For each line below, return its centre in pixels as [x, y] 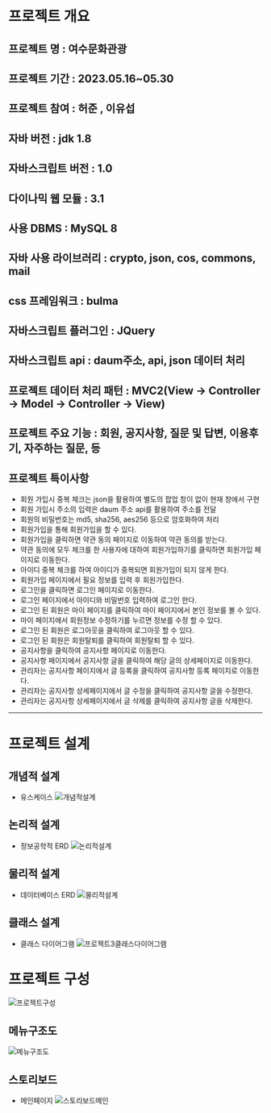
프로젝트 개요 [49, 17]
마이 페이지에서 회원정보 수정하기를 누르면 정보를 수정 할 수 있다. [121, 620]
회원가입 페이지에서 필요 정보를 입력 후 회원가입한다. [102, 580]
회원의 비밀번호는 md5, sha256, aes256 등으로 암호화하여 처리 [119, 519]
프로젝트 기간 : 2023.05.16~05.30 [91, 79]
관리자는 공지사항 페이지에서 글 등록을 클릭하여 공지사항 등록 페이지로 [129, 671]
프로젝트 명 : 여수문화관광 [68, 49]
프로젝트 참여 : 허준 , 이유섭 [72, 108]
